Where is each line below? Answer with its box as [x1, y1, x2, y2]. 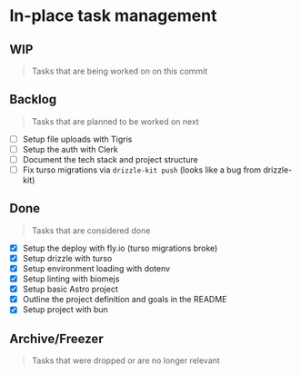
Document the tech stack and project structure [22, 153, 198, 164]
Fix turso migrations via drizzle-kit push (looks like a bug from [22, 164, 262, 175]
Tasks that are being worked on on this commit [31, 65, 208, 76]
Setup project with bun [22, 304, 109, 315]
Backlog [9, 92, 57, 107]
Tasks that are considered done [31, 224, 151, 236]
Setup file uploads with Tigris [22, 133, 133, 144]
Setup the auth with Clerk [22, 143, 118, 154]
